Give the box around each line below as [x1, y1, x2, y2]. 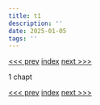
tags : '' [8, 34, 38, 43]
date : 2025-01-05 [8, 27, 67, 35]
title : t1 [8, 11, 42, 20]
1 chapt [8, 72, 32, 82]
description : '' [8, 19, 63, 27]
